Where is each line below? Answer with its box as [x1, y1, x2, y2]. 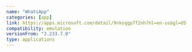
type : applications [6, 36, 55, 42]
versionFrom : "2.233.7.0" [6, 31, 71, 37]
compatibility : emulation [6, 25, 71, 32]
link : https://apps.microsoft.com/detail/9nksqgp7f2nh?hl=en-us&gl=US [6, 20, 187, 26]
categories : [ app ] [6, 14, 52, 20]
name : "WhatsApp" [6, 8, 50, 15]
